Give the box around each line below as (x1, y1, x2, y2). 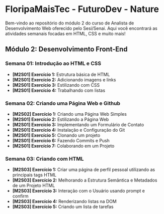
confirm (12, 193, 29, 199)
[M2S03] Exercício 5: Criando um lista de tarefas (12, 204, 114, 210)
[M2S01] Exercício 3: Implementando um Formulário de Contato (12, 121, 144, 128)
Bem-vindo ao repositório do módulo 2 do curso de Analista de (5, 20, 134, 26)
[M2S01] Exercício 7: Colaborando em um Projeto (12, 143, 115, 149)
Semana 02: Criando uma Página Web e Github (5, 100, 121, 107)
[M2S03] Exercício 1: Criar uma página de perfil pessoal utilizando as (12, 167, 155, 173)
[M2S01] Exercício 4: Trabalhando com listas (12, 87, 105, 93)
